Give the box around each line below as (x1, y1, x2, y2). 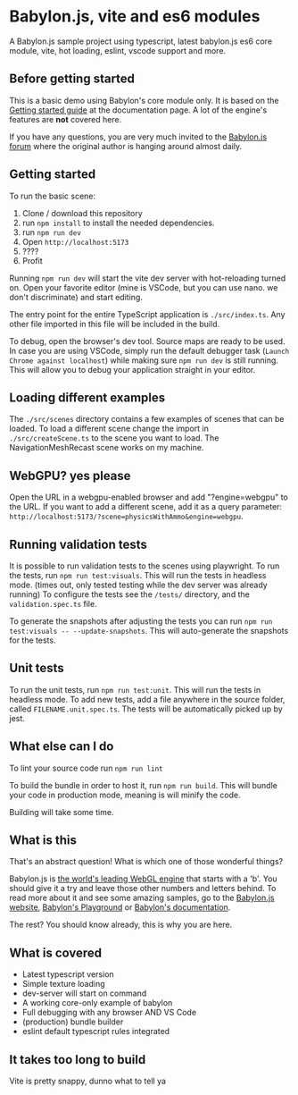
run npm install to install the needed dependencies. (21, 217, 215, 228)
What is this (9, 833, 78, 848)
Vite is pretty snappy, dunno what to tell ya (9, 1075, 167, 1087)
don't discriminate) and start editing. (9, 291, 143, 302)
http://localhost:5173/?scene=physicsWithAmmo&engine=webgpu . (9, 511, 244, 522)
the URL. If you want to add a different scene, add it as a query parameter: (9, 501, 283, 512)
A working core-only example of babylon (21, 998, 173, 1008)
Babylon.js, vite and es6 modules (9, 6, 261, 27)
